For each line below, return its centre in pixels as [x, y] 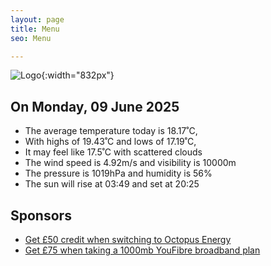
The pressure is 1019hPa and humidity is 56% [118, 173]
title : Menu [35, 29]
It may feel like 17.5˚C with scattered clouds [113, 152]
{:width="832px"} [78, 75]
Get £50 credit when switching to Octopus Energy [128, 239]
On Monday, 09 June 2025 [95, 106]
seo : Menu [31, 38]
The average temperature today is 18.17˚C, [111, 131]
